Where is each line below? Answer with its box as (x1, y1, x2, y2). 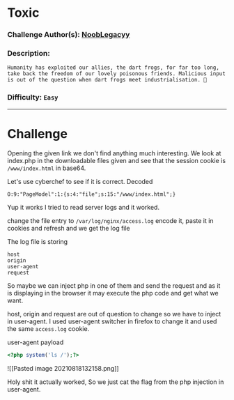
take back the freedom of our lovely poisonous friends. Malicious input (7, 70, 226, 77)
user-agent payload (7, 338, 64, 346)
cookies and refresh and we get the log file (7, 224, 130, 232)
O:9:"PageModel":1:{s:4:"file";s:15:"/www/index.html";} (7, 190, 176, 198)
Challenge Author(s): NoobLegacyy (7, 30, 130, 40)
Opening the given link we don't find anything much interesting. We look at (7, 148, 221, 157)
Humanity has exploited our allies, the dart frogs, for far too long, (7, 64, 219, 71)
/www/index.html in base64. (7, 164, 86, 172)
